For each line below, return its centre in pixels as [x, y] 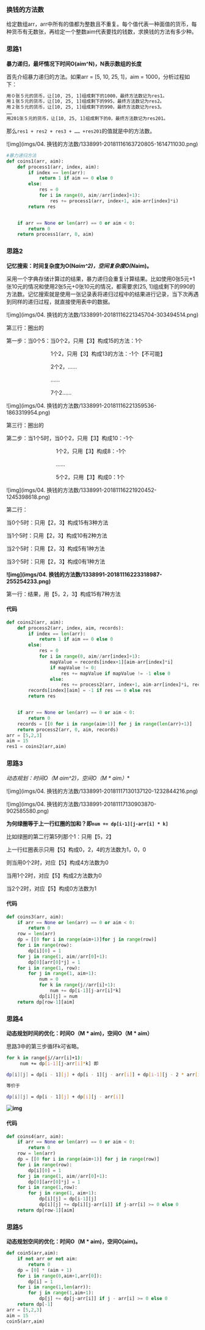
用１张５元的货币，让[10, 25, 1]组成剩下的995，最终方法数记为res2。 [85, 101]
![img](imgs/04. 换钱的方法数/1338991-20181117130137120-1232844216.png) [102, 791]
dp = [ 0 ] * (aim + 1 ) [45, 1270]
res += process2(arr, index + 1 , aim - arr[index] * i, [125, 685]
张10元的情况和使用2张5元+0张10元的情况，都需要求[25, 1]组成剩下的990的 [101, 286]
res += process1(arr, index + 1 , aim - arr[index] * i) [114, 201]
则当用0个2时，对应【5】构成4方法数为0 [57, 862]
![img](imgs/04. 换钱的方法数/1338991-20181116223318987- [85, 574]
